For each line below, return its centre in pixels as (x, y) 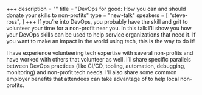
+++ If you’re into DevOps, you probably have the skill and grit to (106, 22)
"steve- (179, 15)
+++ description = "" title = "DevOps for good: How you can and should (96, 9)
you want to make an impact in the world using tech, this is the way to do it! (101, 41)
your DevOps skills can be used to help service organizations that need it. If (101, 35)
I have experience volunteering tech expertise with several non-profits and (100, 53)
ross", (14, 22)
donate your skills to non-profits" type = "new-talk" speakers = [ (87, 15)
